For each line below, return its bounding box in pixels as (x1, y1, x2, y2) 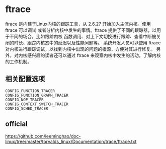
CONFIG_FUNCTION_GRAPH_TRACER (5, 93, 69, 98)
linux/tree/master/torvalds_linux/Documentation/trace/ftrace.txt (5, 138, 137, 144)
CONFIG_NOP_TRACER (5, 97, 44, 102)
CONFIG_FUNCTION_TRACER (5, 88, 55, 94)
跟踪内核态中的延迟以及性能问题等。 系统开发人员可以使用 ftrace (27, 39, 161, 46)
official (5, 120, 28, 128)
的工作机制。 (5, 58, 32, 64)
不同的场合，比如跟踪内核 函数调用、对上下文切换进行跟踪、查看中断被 (9, 33, 156, 39)
